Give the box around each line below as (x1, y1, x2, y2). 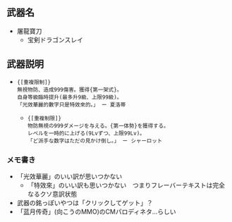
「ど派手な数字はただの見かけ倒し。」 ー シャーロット (27, 137, 163, 144)
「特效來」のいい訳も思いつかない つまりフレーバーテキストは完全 (27, 180, 226, 189)
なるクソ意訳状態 (27, 190, 78, 198)
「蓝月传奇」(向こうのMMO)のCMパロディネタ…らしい (16, 207, 176, 216)
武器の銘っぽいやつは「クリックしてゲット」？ (16, 198, 153, 206)
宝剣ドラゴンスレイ (27, 35, 84, 44)
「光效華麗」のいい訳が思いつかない (16, 172, 123, 180)
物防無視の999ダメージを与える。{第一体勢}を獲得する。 (27, 122, 169, 129)
